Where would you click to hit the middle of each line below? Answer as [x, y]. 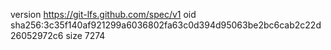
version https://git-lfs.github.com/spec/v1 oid [103, 14]
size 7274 [85, 35]
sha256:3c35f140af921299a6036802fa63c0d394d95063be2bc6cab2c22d [166, 25]
